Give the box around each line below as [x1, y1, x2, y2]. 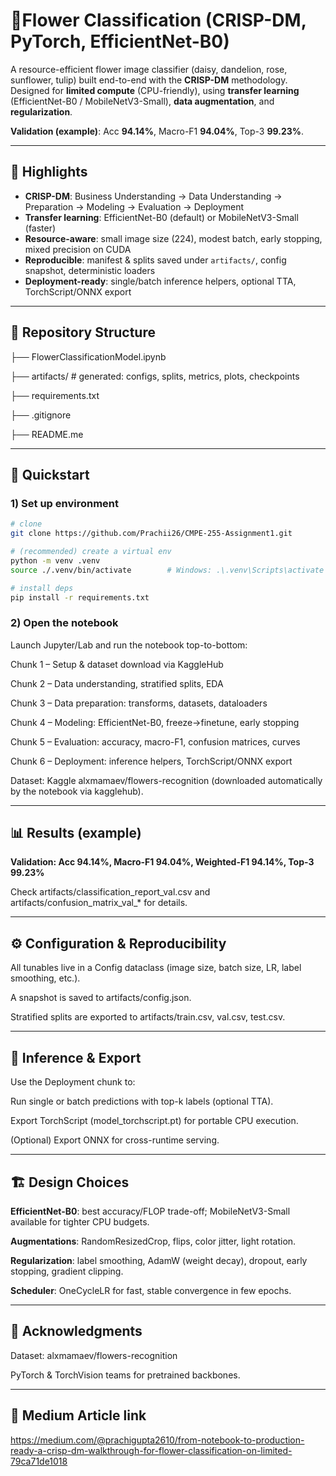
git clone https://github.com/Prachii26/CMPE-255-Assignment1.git [10, 529, 293, 539]
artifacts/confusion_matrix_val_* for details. [10, 897, 188, 909]
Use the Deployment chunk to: [10, 1076, 136, 1088]
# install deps [10, 583, 74, 593]
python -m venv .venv [10, 555, 101, 566]
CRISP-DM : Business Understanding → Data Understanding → [24, 190, 283, 202]
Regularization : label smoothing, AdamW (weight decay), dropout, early [10, 1254, 308, 1266]
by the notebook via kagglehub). [10, 785, 144, 797]
